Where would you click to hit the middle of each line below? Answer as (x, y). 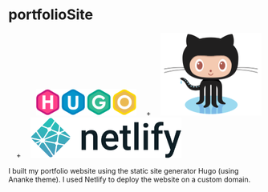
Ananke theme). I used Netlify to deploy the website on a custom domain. (130, 179)
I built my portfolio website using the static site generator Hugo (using (124, 170)
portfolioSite (51, 15)
